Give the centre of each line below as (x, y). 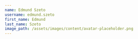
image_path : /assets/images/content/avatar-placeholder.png (69, 29)
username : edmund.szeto (30, 15)
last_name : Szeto (23, 24)
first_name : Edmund (25, 19)
